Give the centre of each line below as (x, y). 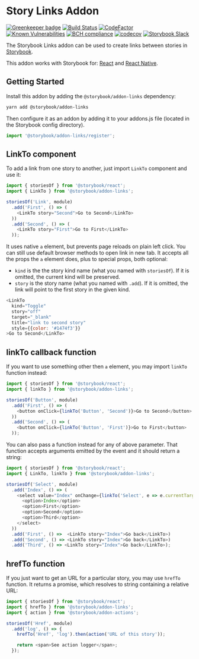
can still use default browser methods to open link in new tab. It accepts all (97, 253)
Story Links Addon (53, 11)
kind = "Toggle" (29, 306)
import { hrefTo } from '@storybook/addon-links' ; (70, 607)
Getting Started (35, 82)
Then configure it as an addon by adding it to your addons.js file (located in (98, 118)
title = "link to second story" (49, 322)
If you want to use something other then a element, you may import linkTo (97, 366)
